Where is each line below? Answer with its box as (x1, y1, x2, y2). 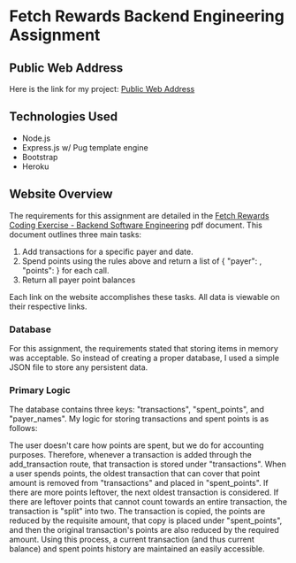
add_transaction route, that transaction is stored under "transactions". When (9, 459, 287, 470)
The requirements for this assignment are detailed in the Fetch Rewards (9, 210, 269, 220)
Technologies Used (9, 109, 118, 125)
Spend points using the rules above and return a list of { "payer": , (21, 255, 262, 266)
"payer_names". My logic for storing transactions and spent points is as (9, 413, 269, 424)
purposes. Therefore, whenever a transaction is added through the (9, 450, 252, 460)
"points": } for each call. (21, 265, 110, 275)
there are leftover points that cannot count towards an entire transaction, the (9, 497, 287, 507)
